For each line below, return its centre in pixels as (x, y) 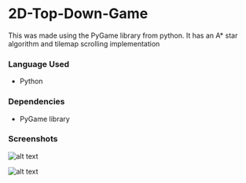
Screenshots (33, 139)
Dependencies (37, 101)
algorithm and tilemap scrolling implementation (84, 43)
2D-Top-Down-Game (78, 14)
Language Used (39, 64)
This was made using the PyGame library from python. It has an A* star (123, 35)
